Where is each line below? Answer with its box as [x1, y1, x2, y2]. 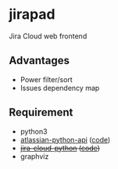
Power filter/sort [20, 74, 73, 84]
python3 [20, 127, 48, 136]
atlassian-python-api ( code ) [20, 135, 111, 144]
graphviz [20, 151, 49, 161]
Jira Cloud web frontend [9, 31, 88, 41]
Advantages [9, 54, 70, 67]
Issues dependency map [20, 83, 100, 92]
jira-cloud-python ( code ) [20, 143, 101, 153]
